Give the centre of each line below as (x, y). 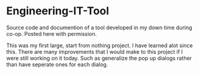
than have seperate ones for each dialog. (57, 64)
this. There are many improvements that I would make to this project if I (94, 51)
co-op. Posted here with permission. (52, 33)
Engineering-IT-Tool (58, 11)
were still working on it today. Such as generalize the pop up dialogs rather (99, 58)
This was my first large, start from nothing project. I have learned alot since (99, 45)
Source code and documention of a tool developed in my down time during (99, 27)
